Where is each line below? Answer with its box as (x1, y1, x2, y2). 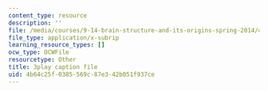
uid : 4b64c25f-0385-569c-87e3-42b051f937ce (8, 70, 156, 78)
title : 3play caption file (8, 63, 98, 71)
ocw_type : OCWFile (8, 48, 69, 56)
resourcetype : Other (8, 56, 77, 64)
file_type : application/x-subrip (8, 33, 120, 42)
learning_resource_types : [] (8, 41, 105, 49)
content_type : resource (8, 11, 88, 20)
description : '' (8, 19, 62, 27)
